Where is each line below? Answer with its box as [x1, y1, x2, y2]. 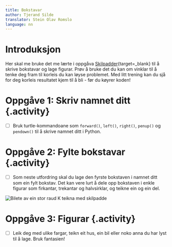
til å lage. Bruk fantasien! [12, 236, 66, 242]
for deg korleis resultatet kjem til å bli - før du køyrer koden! [5, 77, 131, 83]
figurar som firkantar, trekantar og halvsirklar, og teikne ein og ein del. [12, 185, 160, 192]
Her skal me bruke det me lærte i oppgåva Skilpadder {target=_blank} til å [5, 61, 160, 67]
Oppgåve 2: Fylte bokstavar [5, 146, 125, 158]
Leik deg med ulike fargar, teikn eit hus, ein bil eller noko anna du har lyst [12, 230, 167, 236]
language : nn [5, 21, 33, 27]
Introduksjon [5, 44, 61, 55]
